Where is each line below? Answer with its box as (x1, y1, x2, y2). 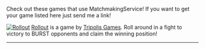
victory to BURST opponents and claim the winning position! (6, 30, 157, 37)
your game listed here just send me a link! (6, 12, 111, 19)
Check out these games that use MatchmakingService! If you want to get (6, 6, 190, 12)
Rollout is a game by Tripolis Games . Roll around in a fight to (31, 24, 182, 31)
